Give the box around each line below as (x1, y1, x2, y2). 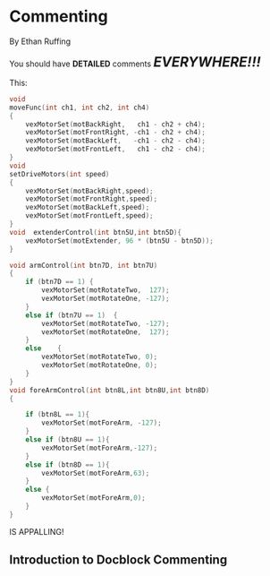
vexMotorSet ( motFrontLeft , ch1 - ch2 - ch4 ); (25, 145, 206, 154)
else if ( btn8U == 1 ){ (25, 435, 110, 444)
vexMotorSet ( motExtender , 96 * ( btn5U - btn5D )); (25, 236, 215, 245)
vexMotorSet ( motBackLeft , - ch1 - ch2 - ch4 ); (25, 136, 206, 145)
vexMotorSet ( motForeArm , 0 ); (41, 494, 146, 503)
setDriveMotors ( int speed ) (9, 169, 110, 178)
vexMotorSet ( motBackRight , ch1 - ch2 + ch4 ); (25, 119, 206, 129)
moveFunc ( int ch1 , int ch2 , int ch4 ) (9, 103, 150, 112)
